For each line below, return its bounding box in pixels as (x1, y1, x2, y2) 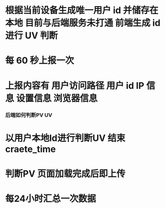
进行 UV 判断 (5, 30, 58, 41)
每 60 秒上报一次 (5, 55, 74, 66)
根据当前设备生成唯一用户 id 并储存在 (5, 5, 158, 16)
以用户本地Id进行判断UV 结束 (5, 132, 126, 144)
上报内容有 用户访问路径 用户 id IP (5, 80, 144, 91)
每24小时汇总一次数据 (5, 193, 97, 204)
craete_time (5, 143, 56, 154)
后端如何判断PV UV (5, 112, 53, 119)
